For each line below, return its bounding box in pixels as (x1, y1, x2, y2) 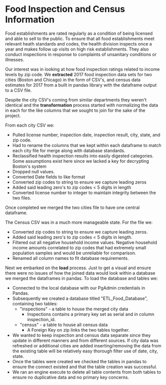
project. (5, 112, 21, 118)
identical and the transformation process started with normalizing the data (5, 102, 159, 108)
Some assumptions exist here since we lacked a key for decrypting (12, 158, 150, 164)
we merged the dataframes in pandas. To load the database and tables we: (5, 275, 158, 281)
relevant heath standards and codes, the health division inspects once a (5, 41, 152, 47)
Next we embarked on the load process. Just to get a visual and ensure (5, 265, 151, 271)
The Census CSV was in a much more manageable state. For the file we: (5, 219, 153, 225)
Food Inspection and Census (5, 3, 125, 15)
